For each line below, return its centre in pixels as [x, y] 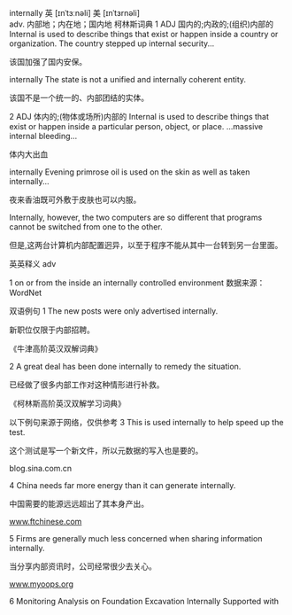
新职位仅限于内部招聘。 [52, 330]
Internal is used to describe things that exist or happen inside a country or [144, 34]
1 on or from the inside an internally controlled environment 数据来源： [137, 283]
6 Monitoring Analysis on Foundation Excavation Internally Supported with [144, 601]
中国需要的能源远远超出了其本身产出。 [79, 504]
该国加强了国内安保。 [48, 62]
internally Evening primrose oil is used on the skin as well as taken [130, 172]
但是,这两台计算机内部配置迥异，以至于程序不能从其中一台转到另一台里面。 [146, 245]
